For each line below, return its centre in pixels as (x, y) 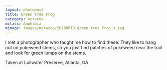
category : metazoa (24, 19)
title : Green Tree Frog (30, 14)
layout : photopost (24, 10)
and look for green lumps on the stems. (46, 53)
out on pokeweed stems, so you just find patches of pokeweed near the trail (84, 48)
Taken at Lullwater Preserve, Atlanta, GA (47, 63)
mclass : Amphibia (23, 24)
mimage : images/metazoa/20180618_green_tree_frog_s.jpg (65, 28)
